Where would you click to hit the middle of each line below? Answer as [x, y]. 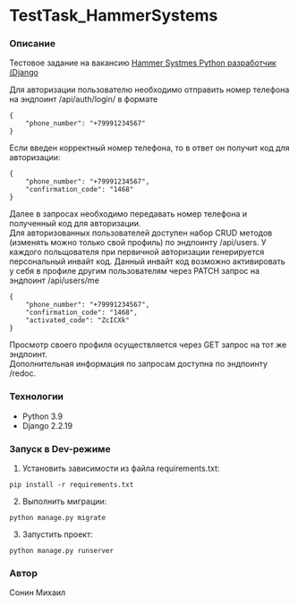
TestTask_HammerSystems [114, 16]
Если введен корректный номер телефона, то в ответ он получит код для [149, 148]
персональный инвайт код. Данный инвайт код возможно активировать [148, 261]
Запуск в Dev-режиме [60, 448]
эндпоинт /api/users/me [55, 281]
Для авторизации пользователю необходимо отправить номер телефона [149, 89]
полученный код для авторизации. [75, 224]
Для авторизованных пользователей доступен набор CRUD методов [141, 233]
